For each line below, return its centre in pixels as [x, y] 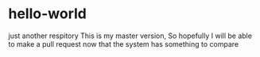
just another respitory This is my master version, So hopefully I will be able [130, 36]
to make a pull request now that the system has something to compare [124, 44]
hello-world [48, 14]
